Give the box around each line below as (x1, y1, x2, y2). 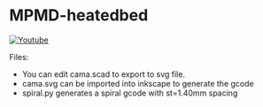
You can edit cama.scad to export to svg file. (21, 68, 186, 80)
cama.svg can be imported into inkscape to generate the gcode (21, 78, 254, 88)
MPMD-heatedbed (9, 5, 149, 26)
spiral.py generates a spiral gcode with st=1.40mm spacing (21, 88, 238, 98)
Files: (9, 51, 29, 62)
